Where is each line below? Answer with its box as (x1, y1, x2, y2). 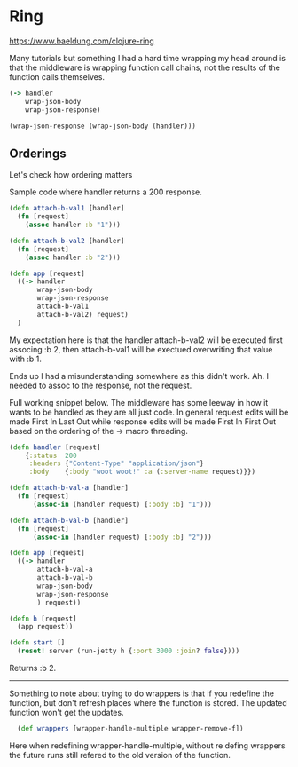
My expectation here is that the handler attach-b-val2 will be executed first (9, 335, 284, 345)
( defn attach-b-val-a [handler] (9, 484, 129, 493)
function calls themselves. (9, 71, 105, 82)
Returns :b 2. (9, 663, 57, 673)
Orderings (9, 146, 67, 161)
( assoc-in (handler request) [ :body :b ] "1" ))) (32, 500, 213, 509)
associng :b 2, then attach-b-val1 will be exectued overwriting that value (9, 344, 273, 354)
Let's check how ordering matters (9, 170, 133, 180)
